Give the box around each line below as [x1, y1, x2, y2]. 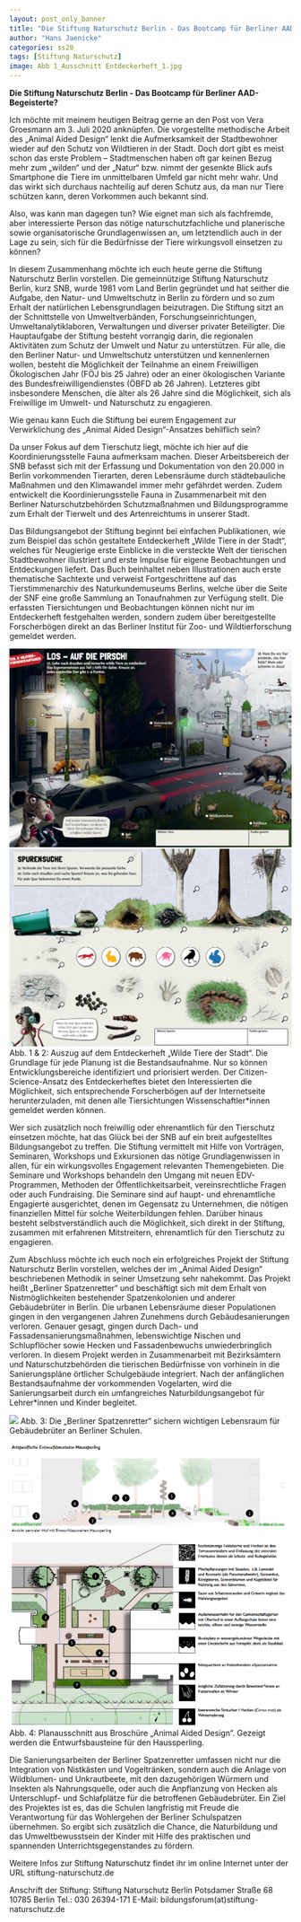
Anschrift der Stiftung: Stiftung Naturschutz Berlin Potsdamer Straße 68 [9, 1885, 273, 1895]
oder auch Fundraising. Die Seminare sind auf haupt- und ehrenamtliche [9, 1189, 276, 1200]
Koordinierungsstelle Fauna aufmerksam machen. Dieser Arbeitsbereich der [9, 452, 289, 461]
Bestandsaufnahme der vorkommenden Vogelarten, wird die [9, 1378, 232, 1389]
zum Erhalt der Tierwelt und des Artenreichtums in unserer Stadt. [9, 508, 251, 519]
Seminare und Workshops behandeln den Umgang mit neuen [9, 1170, 235, 1180]
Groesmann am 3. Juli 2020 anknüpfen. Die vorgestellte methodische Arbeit [9, 124, 290, 135]
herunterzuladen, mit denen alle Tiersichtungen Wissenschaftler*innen [9, 1095, 271, 1106]
